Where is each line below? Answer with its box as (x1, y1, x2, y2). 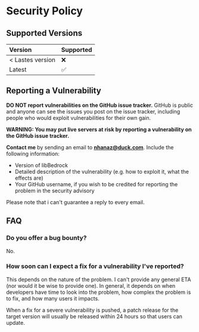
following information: (6, 150, 60, 157)
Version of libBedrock (14, 161, 69, 168)
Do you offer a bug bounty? (6, 234, 87, 242)
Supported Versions (6, 28, 82, 38)
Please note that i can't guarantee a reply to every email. (6, 198, 145, 205)
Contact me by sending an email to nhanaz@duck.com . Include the (6, 143, 174, 150)
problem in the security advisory (14, 187, 95, 194)
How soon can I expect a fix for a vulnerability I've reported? (6, 262, 184, 270)
